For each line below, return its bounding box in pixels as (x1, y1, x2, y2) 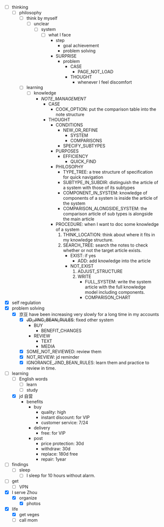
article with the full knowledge (84, 284, 146, 290)
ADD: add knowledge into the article (77, 258, 151, 264)
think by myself (26, 15, 57, 21)
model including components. (84, 289, 145, 295)
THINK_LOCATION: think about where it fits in (63, 231, 155, 238)
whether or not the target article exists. (63, 247, 142, 253)
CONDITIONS (55, 122, 83, 127)
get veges (19, 511, 40, 517)
